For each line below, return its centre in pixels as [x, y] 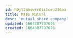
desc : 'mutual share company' [37, 19]
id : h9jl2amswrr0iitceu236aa [36, 10]
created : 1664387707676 [30, 28]
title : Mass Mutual [26, 14]
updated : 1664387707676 [30, 23]
